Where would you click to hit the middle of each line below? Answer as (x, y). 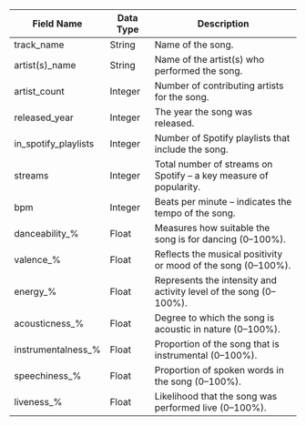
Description (223, 24)
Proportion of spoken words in (219, 370)
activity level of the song (207, 292)
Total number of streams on (214, 164)
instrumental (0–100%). (206, 355)
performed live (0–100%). (210, 407)
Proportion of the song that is (217, 344)
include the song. (192, 149)
